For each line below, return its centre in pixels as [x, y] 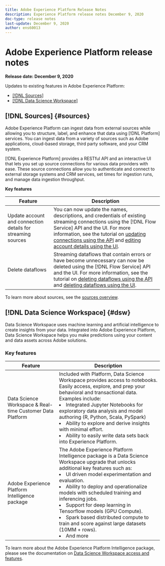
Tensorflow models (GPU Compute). [101, 511]
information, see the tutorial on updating [100, 234]
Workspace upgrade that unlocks [97, 462]
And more [77, 535]
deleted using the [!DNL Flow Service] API [102, 266]
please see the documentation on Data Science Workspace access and [77, 553]
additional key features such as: [96, 468]
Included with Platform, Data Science [101, 374]
